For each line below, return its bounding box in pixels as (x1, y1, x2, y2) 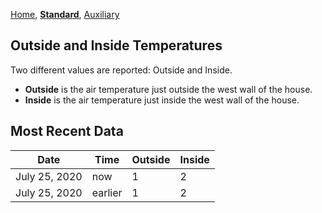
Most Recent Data (10, 123, 124, 140)
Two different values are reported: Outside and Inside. (10, 64, 233, 76)
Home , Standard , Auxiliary (10, 9, 120, 20)
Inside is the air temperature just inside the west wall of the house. (24, 94, 300, 106)
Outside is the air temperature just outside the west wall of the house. (24, 83, 313, 95)
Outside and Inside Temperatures (10, 37, 223, 54)
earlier (91, 185, 123, 199)
